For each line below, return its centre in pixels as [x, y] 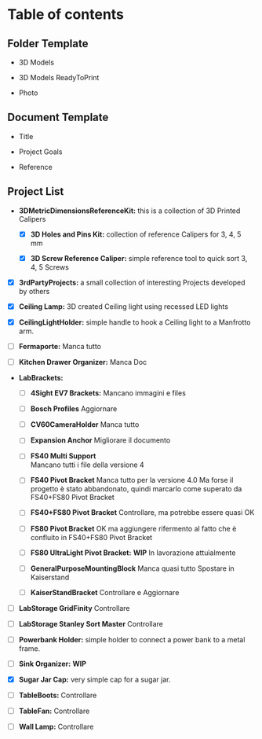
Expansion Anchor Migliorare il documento [100, 440]
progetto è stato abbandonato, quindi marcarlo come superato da [136, 489]
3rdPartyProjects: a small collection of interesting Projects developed [132, 282]
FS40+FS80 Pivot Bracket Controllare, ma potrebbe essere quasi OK [142, 513]
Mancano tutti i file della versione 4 [87, 465]
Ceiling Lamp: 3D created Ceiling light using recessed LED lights [124, 306]
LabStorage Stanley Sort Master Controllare [91, 623]
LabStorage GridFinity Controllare [74, 608]
